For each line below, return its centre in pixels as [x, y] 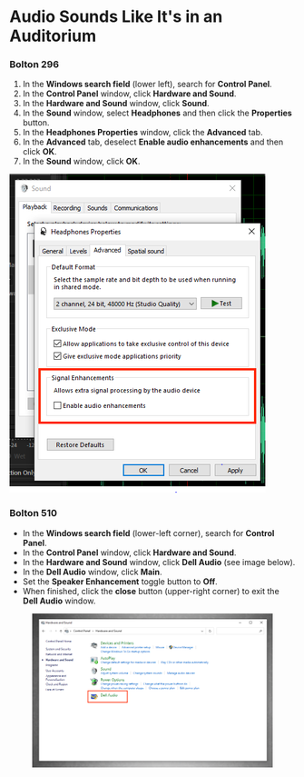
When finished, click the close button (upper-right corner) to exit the [151, 591]
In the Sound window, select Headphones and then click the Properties [157, 113]
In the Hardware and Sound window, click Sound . [116, 104]
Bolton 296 [34, 65]
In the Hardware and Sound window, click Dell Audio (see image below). [159, 562]
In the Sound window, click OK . [81, 162]
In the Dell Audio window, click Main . [92, 572]
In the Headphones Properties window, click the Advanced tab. [142, 133]
